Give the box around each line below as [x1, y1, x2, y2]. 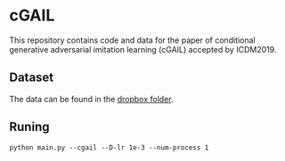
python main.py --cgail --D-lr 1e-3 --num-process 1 [9, 143, 209, 152]
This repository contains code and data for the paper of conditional [9, 35, 256, 45]
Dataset [9, 70, 54, 85]
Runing [9, 119, 50, 134]
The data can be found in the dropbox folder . [9, 93, 174, 104]
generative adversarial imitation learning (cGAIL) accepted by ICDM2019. [9, 44, 277, 54]
